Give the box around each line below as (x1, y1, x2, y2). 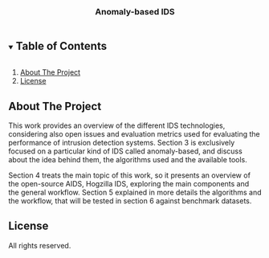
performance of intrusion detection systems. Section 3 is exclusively (8, 137, 235, 147)
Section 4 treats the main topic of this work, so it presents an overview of (8, 170, 251, 180)
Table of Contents (15, 39, 107, 53)
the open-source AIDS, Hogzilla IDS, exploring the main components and (8, 178, 250, 188)
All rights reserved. (8, 240, 71, 250)
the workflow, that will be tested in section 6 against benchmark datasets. (8, 195, 252, 206)
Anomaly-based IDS (95, 6, 175, 17)
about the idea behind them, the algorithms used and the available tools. (8, 154, 247, 164)
